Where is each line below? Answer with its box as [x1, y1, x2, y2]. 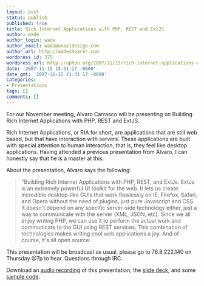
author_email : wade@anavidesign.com [6, 43, 99, 49]
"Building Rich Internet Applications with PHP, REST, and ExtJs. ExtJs [21, 178, 195, 186]
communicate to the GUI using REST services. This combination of [21, 223, 188, 231]
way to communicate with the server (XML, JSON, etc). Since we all [21, 211, 191, 218]
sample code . [6, 273, 41, 280]
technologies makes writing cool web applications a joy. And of [21, 229, 179, 237]
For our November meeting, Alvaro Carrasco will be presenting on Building [6, 110, 193, 117]
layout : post [6, 9, 39, 15]
